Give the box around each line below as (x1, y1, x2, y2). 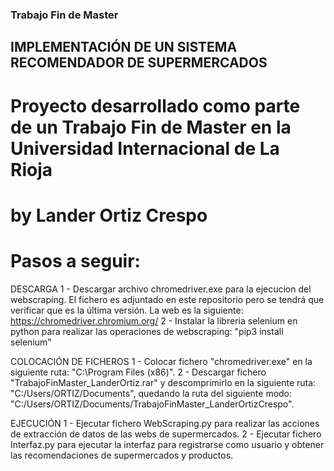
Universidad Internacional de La (10, 137, 280, 160)
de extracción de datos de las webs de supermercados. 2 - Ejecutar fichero (10, 428, 322, 440)
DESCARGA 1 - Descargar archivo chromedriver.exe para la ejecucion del (10, 283, 312, 295)
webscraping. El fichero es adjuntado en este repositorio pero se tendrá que (10, 293, 325, 305)
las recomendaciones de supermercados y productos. (10, 449, 234, 461)
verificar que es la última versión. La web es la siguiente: (10, 304, 244, 316)
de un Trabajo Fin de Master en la (10, 116, 292, 138)
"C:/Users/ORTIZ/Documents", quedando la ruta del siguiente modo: (10, 387, 293, 399)
